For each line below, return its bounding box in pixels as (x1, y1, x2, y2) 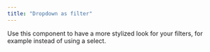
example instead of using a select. (7, 36, 107, 45)
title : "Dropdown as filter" (7, 10, 93, 17)
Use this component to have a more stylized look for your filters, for (7, 29, 203, 37)
